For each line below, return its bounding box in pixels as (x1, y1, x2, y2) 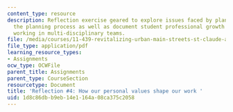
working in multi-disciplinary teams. (13, 29, 126, 37)
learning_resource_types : (7, 49, 82, 56)
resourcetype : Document (7, 81, 76, 88)
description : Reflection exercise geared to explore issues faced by (7, 17, 213, 24)
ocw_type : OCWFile (7, 62, 60, 69)
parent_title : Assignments (7, 68, 85, 75)
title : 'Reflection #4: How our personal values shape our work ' (7, 88, 203, 95)
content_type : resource (7, 10, 76, 17)
